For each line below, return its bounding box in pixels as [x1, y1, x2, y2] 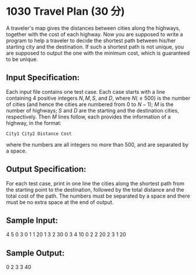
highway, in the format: [6, 119, 61, 126]
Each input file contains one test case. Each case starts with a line [6, 88, 166, 95]
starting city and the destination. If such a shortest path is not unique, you [6, 43, 184, 50]
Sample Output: [6, 248, 65, 258]
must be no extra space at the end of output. [6, 198, 114, 205]
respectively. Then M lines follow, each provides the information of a [6, 113, 171, 120]
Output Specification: [6, 164, 87, 174]
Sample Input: [6, 215, 59, 225]
